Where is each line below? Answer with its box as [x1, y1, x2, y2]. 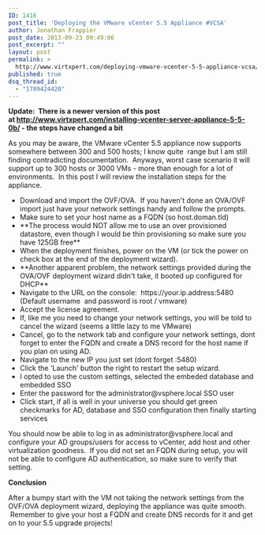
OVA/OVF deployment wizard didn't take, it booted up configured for [19, 271, 243, 281]
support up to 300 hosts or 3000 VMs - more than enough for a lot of [8, 163, 234, 174]
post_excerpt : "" [8, 41, 65, 49]
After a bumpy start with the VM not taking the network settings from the [8, 493, 244, 503]
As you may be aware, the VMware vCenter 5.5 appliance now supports [8, 139, 242, 148]
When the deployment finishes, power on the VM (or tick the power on [19, 246, 248, 256]
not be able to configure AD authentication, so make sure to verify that [8, 455, 237, 464]
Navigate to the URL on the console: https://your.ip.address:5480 [19, 288, 234, 297]
